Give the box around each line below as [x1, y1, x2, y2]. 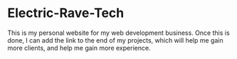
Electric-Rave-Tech [7, 5, 125, 21]
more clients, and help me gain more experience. [7, 43, 151, 52]
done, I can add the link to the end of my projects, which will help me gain [7, 36, 223, 44]
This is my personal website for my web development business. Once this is [7, 28, 230, 37]
